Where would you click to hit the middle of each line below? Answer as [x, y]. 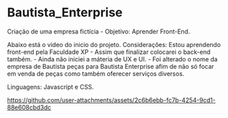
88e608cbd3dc [29, 107]
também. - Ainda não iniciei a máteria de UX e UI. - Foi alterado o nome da [112, 59]
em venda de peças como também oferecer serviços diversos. [96, 74]
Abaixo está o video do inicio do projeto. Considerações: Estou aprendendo [114, 44]
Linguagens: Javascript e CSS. [50, 87]
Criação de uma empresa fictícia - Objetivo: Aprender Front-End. [99, 31]
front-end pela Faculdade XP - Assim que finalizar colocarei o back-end [109, 52]
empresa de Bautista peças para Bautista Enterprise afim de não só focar [111, 66]
